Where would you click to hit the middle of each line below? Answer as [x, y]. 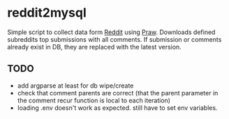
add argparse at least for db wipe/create [75, 86]
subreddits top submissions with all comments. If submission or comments [114, 39]
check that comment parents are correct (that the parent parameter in [118, 93]
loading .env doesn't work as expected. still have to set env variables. [117, 108]
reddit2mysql [47, 13]
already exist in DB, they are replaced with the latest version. [94, 47]
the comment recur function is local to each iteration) [94, 100]
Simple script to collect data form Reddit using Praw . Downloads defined [111, 32]
